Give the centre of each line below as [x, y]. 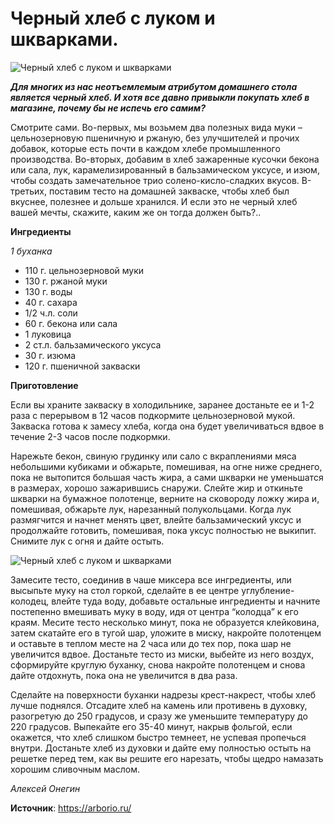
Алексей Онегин [45, 788]
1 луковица [48, 334]
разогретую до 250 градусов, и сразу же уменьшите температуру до [159, 716]
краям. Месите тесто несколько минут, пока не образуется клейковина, [165, 622]
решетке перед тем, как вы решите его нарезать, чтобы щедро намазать [167, 758]
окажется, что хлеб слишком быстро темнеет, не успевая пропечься [158, 737]
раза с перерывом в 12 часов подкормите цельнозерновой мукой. [153, 415]
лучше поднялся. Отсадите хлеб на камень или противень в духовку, [159, 705]
